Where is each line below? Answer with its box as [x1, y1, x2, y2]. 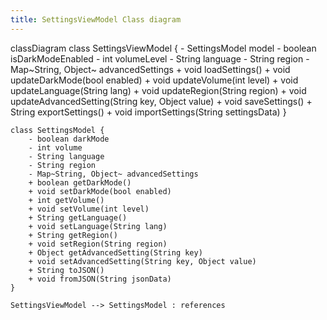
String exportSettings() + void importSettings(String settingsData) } [10, 106, 287, 118]
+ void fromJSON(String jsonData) [28, 274, 172, 284]
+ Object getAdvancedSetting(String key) [28, 247, 203, 258]
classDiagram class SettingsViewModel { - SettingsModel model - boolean [10, 42, 317, 54]
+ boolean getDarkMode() [28, 177, 132, 188]
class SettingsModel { [10, 125, 105, 135]
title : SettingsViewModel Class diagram [10, 14, 182, 25]
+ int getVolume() [28, 195, 105, 205]
